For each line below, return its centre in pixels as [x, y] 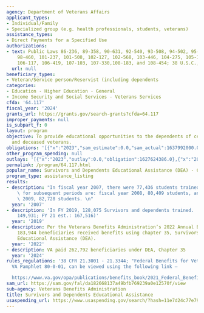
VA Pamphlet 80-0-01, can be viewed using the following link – [95, 267]
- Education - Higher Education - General [61, 91]
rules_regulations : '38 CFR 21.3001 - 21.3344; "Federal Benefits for [97, 261]
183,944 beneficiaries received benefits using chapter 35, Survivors [108, 233]
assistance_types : [29, 35]
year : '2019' [28, 222]
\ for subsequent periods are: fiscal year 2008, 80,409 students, [104, 193]
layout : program [27, 131]
